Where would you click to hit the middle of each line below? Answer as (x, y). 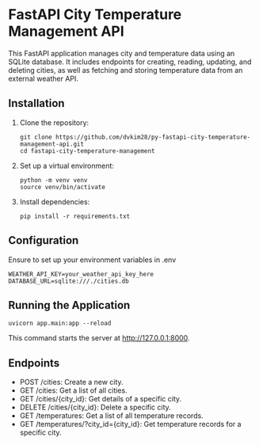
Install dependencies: (55, 202)
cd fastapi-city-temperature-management (87, 151)
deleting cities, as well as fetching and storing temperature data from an (126, 70)
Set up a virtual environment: (67, 165)
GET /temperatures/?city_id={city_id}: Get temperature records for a (130, 424)
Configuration (44, 240)
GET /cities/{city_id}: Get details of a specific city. (101, 399)
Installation (36, 103)
